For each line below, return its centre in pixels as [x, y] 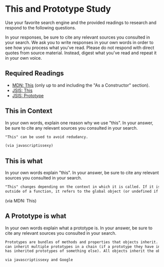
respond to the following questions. [41, 27]
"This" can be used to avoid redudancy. [47, 137]
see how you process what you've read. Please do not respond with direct [80, 47]
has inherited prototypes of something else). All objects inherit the [79, 251]
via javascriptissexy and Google [39, 260]
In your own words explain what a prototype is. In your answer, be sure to [79, 228]
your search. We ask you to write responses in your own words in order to [79, 42]
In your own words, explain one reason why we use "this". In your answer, [79, 123]
